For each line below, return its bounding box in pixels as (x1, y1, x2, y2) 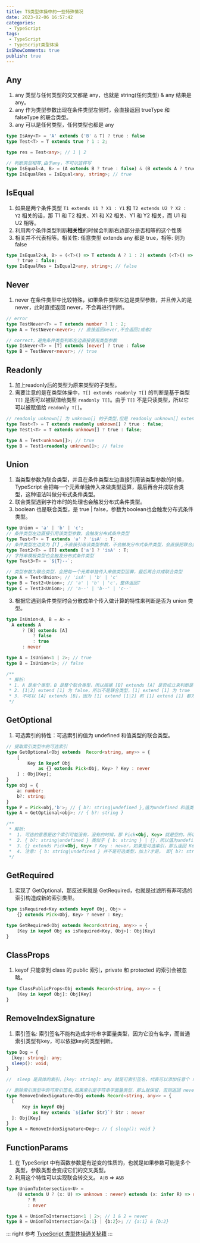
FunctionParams (6, 1142, 68, 1153)
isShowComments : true (6, 48, 60, 54)
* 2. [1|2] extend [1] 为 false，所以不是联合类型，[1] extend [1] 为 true (8, 688, 190, 694)
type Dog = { (6, 1049, 39, 1055)
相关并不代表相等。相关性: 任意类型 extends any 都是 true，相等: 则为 (14, 234, 186, 241)
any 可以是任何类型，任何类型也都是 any (14, 121, 114, 129)
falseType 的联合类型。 (14, 114, 72, 121)
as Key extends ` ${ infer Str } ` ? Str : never (32, 1109, 145, 1116)
